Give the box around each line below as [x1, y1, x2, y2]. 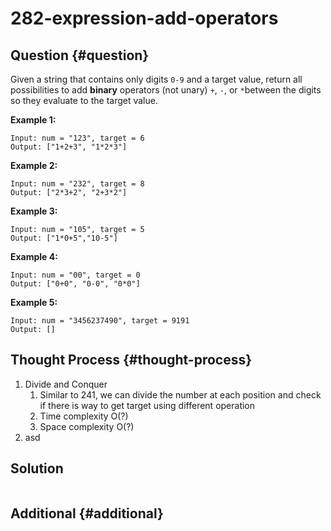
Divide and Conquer [24, 378, 108, 390]
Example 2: [10, 160, 58, 171]
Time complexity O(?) [39, 410, 129, 422]
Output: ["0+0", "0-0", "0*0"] [10, 279, 141, 289]
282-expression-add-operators [10, 7, 279, 30]
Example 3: [10, 205, 58, 217]
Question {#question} [10, 47, 150, 64]
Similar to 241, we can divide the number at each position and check [39, 388, 322, 401]
